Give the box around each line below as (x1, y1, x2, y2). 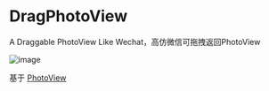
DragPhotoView (9, 6, 127, 27)
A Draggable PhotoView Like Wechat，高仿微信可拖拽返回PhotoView (9, 36, 261, 47)
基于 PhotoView (9, 72, 67, 83)
